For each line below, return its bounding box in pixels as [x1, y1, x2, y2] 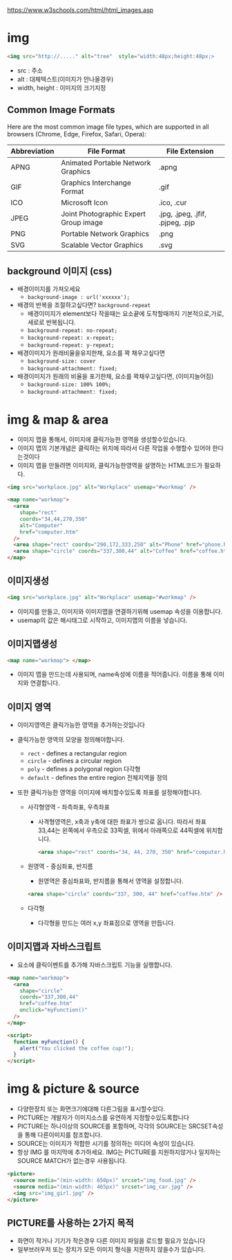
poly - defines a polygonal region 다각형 [27, 765, 141, 774]
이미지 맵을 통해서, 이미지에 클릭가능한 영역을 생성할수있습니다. [17, 435, 188, 444]
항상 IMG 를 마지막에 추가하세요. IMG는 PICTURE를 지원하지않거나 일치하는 [17, 1148, 221, 1156]
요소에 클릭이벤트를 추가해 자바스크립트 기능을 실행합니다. [17, 960, 173, 969]
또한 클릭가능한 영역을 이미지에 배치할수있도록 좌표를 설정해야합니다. [17, 788, 202, 796]
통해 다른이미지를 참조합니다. [24, 1131, 102, 1139]
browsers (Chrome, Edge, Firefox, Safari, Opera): [7, 129, 146, 138]
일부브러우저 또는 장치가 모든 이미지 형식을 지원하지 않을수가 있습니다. [17, 1245, 206, 1254]
